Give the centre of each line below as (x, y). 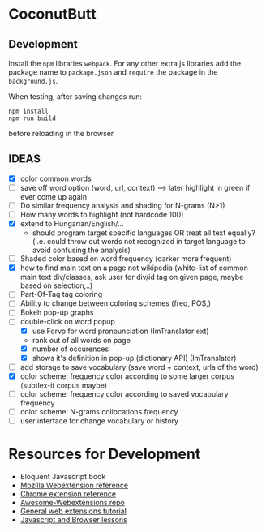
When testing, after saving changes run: (75, 97)
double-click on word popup (68, 322)
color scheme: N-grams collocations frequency (99, 411)
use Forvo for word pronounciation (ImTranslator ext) (120, 331)
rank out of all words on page (82, 340)
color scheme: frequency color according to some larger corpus (127, 376)
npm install (28, 111)
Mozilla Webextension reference (74, 485)
